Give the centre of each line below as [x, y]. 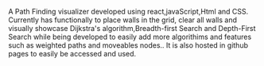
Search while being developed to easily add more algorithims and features [130, 37]
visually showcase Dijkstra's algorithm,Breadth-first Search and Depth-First [132, 28]
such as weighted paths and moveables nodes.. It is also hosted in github [128, 45]
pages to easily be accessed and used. [72, 54]
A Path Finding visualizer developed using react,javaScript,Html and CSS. [128, 12]
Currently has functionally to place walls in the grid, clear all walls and [122, 20]
